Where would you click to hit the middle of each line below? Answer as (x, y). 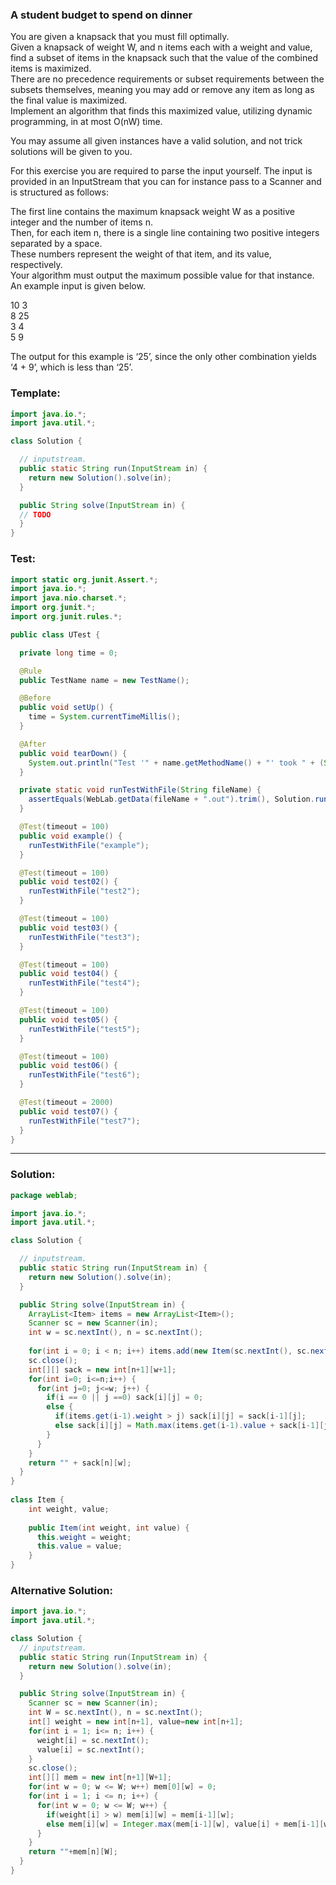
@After (33, 744)
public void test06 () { (68, 1066)
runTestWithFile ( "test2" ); (84, 891)
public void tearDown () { (73, 753)
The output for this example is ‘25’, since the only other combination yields (163, 357)
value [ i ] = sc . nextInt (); (90, 1749)
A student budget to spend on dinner (101, 15)
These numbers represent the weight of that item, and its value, (141, 254)
